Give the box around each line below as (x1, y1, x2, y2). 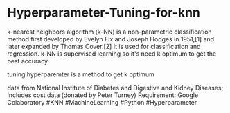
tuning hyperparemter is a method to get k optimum (7, 70, 154, 79)
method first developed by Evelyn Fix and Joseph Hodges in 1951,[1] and (7, 34, 215, 43)
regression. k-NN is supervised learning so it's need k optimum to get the (7, 50, 217, 58)
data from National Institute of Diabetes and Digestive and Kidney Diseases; (7, 83, 224, 92)
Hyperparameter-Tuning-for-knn (7, 5, 201, 21)
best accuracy (7, 56, 48, 65)
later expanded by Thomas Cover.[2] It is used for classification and (7, 42, 201, 50)
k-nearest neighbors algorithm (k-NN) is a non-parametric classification (7, 28, 213, 36)
